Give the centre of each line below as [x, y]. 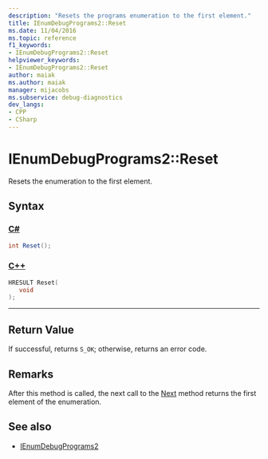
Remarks [31, 374]
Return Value [41, 329]
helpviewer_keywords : [44, 61]
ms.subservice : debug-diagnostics [66, 97]
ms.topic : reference [43, 38]
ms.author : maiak [37, 82]
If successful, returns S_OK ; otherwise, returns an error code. [108, 349]
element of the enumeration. [55, 402]
